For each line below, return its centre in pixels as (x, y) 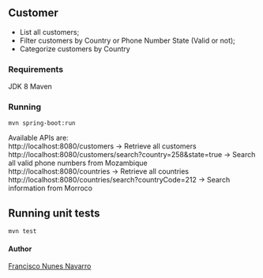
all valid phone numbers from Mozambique (78, 163)
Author (20, 249)
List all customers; (49, 32)
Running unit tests (54, 213)
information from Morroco (51, 188)
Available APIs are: (38, 138)
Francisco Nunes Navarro (50, 266)
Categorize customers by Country (75, 49)
